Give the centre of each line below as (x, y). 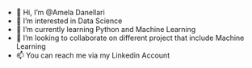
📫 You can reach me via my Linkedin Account (93, 55)
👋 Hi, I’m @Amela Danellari (60, 12)
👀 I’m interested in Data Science (69, 21)
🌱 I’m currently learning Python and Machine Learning (106, 29)
